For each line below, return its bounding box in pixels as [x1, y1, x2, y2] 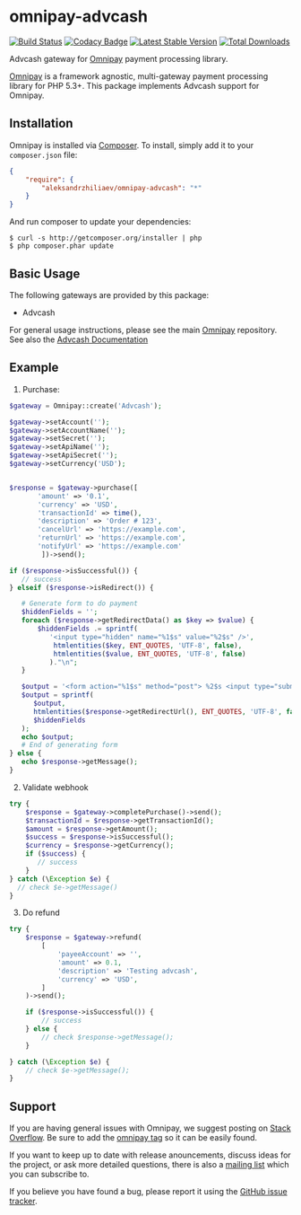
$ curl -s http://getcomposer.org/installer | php [9, 233, 202, 243]
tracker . [9, 1196, 38, 1207]
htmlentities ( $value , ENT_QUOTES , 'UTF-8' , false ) [53, 649, 246, 658]
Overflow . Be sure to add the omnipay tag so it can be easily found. [9, 1132, 258, 1143]
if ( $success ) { [25, 850, 87, 858]
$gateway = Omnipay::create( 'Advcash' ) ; [9, 401, 163, 410]
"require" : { [25, 175, 74, 184]
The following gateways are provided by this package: [9, 289, 210, 300]
